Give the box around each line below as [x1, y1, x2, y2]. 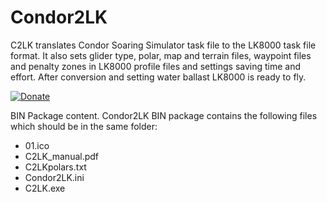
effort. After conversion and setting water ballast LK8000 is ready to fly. [10, 71, 307, 83]
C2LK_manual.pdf [24, 150, 100, 162]
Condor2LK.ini [24, 171, 85, 183]
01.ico [24, 139, 50, 151]
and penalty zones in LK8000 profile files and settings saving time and [10, 60, 302, 72]
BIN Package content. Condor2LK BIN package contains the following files [10, 109, 318, 121]
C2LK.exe [24, 182, 66, 194]
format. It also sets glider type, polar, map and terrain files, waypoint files [10, 49, 312, 61]
